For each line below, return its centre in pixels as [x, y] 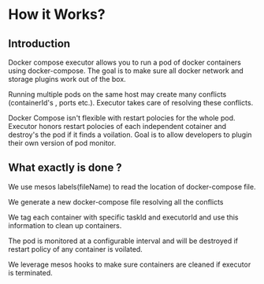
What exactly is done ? [65, 168]
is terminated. [30, 272]
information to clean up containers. [65, 225]
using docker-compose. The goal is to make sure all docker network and [126, 71]
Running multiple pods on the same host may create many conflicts [117, 94]
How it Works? [57, 15]
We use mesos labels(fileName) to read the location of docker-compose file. [132, 186]
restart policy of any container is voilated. [76, 249]
